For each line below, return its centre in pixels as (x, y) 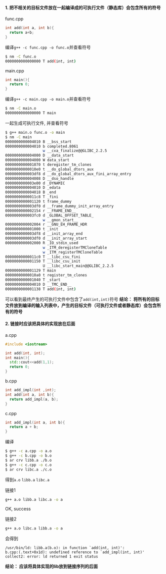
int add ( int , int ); (25, 353)
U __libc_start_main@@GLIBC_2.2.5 (78, 266)
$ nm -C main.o (21, 108)
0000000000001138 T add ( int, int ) (41, 289)
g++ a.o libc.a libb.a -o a (34, 528)
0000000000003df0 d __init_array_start (46, 238)
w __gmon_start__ (61, 220)
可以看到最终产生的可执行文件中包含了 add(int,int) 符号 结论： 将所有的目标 (82, 299)
